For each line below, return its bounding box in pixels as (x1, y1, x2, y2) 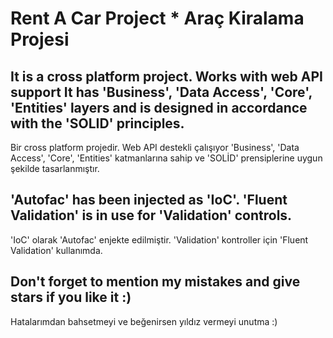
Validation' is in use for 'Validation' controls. (10, 207, 293, 224)
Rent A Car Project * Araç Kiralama (10, 7, 305, 30)
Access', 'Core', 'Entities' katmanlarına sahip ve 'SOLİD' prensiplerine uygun (10, 152, 323, 164)
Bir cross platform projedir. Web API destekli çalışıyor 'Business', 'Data (10, 142, 300, 153)
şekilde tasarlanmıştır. (10, 163, 100, 174)
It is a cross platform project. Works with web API (10, 68, 323, 85)
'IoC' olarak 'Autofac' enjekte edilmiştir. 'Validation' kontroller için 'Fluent (10, 233, 309, 246)
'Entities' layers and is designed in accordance (10, 99, 308, 116)
